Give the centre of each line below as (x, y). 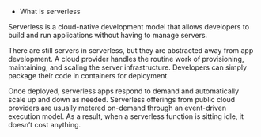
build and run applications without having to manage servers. (108, 35)
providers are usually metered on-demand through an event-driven (117, 108)
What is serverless (50, 11)
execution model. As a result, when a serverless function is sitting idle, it (126, 116)
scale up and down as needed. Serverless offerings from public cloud (122, 99)
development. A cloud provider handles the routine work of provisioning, (126, 59)
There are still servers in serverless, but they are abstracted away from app (131, 50)
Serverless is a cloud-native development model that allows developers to (129, 27)
